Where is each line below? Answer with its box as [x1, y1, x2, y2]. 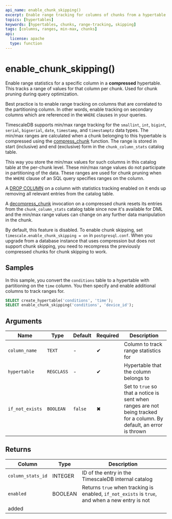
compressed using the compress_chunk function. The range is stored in [5, 138, 157, 144]
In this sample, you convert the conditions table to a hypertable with [5, 277, 149, 283]
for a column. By [123, 415, 163, 422]
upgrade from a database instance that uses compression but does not [5, 237, 155, 244]
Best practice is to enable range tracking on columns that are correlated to [5, 101, 162, 107]
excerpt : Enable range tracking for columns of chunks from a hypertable [5, 12, 166, 17]
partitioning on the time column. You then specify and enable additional [5, 283, 156, 289]
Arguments [5, 316, 42, 326]
